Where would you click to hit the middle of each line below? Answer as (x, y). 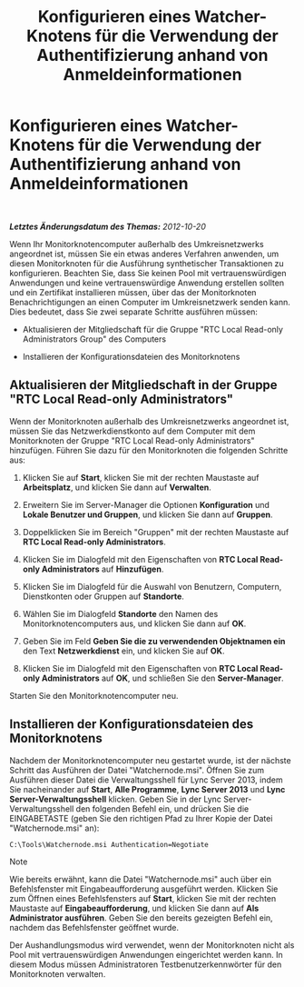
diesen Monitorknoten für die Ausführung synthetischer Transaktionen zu (147, 263)
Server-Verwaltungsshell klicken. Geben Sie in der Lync (116, 799)
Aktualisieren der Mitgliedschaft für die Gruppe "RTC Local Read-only (153, 329)
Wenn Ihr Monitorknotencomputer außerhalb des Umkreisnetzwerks (137, 244)
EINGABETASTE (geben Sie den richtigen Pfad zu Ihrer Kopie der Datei (141, 818)
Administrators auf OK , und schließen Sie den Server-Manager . (162, 678)
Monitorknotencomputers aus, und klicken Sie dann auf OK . (134, 623)
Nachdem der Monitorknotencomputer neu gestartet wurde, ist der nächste (151, 760)
